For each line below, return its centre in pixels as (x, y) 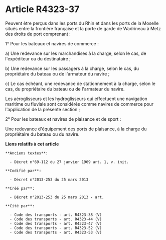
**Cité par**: (20, 206)
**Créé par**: (20, 188)
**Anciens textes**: (27, 153)
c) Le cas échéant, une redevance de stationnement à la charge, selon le (80, 84)
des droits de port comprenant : (38, 34)
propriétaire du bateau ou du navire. (42, 134)
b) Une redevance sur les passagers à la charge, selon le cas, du (72, 68)
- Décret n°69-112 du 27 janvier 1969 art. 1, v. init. (69, 162)
